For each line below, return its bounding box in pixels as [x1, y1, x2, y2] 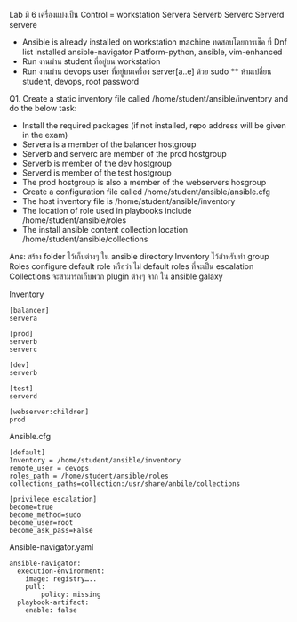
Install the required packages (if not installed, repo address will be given [21, 120, 286, 130]
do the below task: [9, 103, 77, 113]
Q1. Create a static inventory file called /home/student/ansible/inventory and [9, 94, 289, 103]
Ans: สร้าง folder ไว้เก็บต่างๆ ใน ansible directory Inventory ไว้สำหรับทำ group [9, 251, 269, 261]
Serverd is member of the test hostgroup [21, 168, 172, 178]
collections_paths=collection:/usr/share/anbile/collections [9, 479, 241, 488]
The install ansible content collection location [21, 225, 189, 234]
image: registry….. [25, 575, 98, 584]
